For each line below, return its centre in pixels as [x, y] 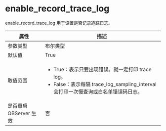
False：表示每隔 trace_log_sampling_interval [105, 84]
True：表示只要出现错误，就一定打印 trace [103, 69]
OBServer [19, 113]
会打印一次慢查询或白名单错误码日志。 [98, 91]
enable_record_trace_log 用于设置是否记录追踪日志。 [59, 23]
